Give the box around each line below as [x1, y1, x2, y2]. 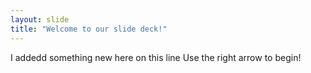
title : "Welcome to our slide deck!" [10, 24, 168, 34]
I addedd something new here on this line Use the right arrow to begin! [10, 51, 302, 63]
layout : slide [10, 14, 70, 25]
